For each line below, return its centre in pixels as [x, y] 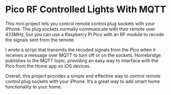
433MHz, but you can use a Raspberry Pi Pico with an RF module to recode [85, 34]
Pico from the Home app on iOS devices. [48, 66]
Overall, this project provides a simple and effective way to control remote [83, 76]
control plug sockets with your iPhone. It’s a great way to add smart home [83, 81]
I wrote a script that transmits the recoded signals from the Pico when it [80, 50]
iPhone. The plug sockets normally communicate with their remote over [80, 29]
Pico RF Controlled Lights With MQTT [86, 9]
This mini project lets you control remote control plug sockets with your [80, 23]
